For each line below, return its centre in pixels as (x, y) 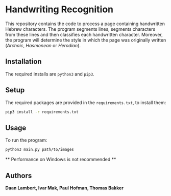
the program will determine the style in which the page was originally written (86, 40)
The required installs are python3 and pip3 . (50, 74)
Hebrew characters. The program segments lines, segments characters (80, 29)
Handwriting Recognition (59, 9)
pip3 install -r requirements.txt (42, 112)
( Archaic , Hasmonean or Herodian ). (43, 45)
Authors (19, 175)
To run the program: (26, 140)
